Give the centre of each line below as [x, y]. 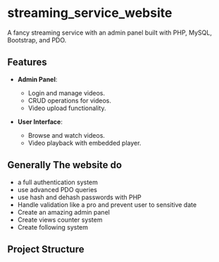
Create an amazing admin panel [64, 212]
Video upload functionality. [67, 108]
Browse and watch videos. [67, 135]
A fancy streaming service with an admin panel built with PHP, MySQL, [110, 32]
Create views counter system [60, 220]
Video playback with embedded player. [85, 143]
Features [27, 62]
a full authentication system [58, 182]
